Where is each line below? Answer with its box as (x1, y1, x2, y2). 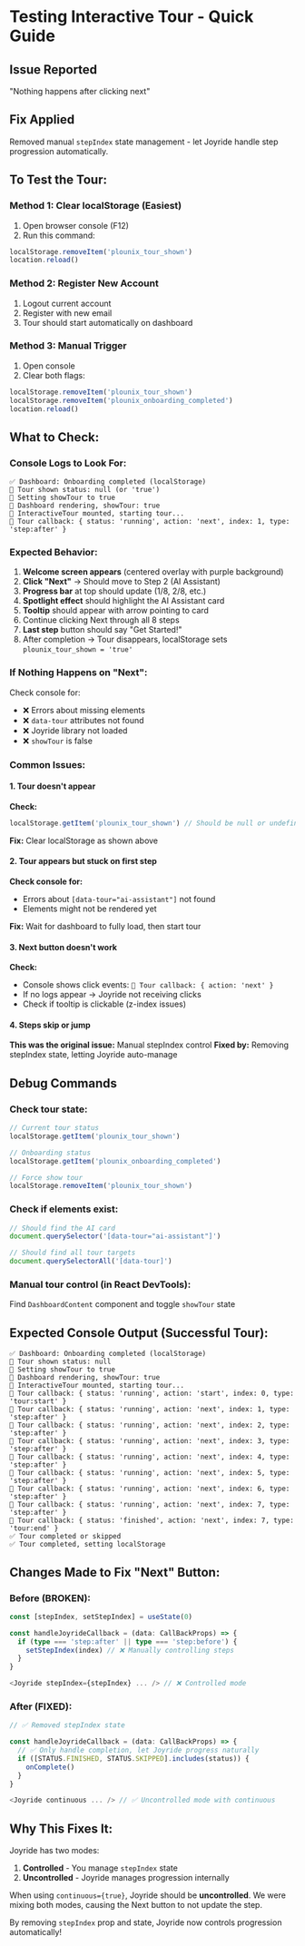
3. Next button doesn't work (9, 941, 118, 952)
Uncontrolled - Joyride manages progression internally (22, 1872, 230, 1883)
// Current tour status (9, 1124, 100, 1133)
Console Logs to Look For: (9, 457, 127, 469)
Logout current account (22, 298, 112, 309)
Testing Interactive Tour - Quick (9, 6, 254, 27)
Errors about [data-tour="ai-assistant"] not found (22, 893, 216, 904)
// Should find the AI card (9, 1224, 116, 1233)
